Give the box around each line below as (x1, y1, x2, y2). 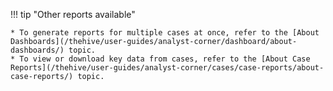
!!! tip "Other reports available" (10, 9, 136, 20)
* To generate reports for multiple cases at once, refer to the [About (10, 28, 320, 38)
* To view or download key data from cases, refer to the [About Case (10, 54, 311, 64)
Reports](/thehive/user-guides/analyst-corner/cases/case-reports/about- (10, 63, 325, 73)
